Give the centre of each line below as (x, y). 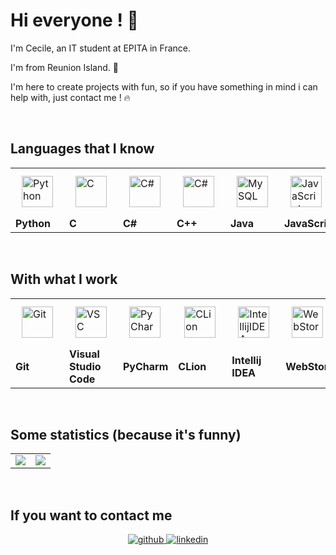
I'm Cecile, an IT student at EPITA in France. (101, 48)
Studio (85, 366)
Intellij (246, 360)
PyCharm (146, 366)
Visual (84, 354)
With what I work (64, 279)
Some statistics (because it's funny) (126, 434)
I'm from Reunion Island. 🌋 (64, 67)
